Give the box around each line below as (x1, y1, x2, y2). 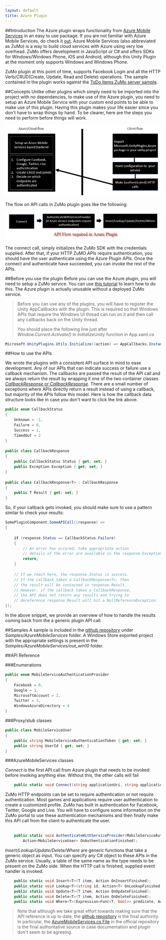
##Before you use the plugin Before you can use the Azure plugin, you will (5, 275, 157, 281)
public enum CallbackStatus (5, 407, 63, 412)
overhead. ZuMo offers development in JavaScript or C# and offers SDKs (5, 48, 155, 54)
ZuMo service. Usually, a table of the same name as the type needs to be (5, 857, 154, 863)
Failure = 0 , (14, 423, 41, 427)
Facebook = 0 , (14, 683, 43, 687)
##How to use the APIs (5, 350, 52, 356)
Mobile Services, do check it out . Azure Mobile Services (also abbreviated (5, 38, 156, 44)
